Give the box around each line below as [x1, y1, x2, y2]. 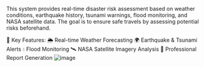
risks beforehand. [6, 24, 51, 31]
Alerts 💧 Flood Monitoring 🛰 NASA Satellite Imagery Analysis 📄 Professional [6, 45, 197, 53]
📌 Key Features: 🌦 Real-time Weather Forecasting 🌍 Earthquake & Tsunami [6, 36, 197, 43]
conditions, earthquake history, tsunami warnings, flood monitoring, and [6, 11, 188, 19]
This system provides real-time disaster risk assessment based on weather [6, 5, 195, 12]
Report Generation [6, 54, 53, 61]
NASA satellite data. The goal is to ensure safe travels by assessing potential [6, 18, 199, 25]
